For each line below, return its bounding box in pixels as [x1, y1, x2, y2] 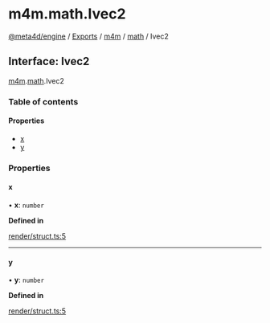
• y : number [8, 275, 45, 285]
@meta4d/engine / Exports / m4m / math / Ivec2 [8, 31, 169, 41]
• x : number [8, 200, 44, 210]
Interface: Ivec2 [8, 55, 90, 68]
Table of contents [8, 96, 79, 107]
